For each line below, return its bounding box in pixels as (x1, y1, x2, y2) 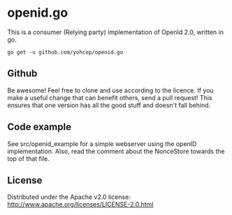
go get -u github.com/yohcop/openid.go (7, 49, 124, 56)
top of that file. (7, 154, 50, 163)
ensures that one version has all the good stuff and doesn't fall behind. (7, 101, 211, 109)
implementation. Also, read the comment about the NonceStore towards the (7, 147, 225, 155)
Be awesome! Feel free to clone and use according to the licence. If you (7, 86, 215, 95)
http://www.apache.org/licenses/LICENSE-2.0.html (7, 200, 154, 209)
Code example (7, 121, 72, 133)
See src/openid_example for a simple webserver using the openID (7, 139, 197, 148)
